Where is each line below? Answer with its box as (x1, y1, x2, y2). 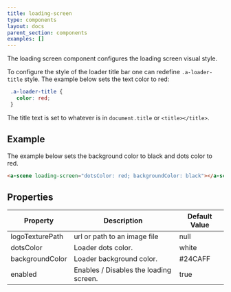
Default (187, 212, 212, 221)
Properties (7, 191, 54, 203)
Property (23, 216, 54, 225)
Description (103, 216, 143, 225)
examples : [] (7, 36, 45, 43)
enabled (10, 269, 37, 279)
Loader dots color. (74, 243, 133, 253)
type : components (7, 16, 57, 23)
